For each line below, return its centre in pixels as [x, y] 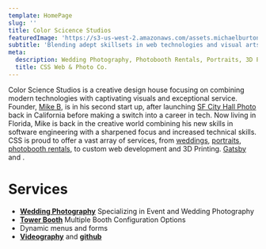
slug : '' [23, 23]
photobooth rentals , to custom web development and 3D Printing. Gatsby [127, 148]
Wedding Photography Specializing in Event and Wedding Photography [137, 211]
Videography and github [61, 236]
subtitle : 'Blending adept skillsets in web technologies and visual [125, 45]
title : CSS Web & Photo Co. [62, 67]
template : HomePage [40, 15]
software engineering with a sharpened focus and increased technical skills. [133, 132]
